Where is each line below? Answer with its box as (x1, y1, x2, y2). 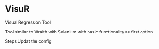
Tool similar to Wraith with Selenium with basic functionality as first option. (5, 29, 155, 34)
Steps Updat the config (5, 38, 52, 44)
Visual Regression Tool (5, 19, 51, 25)
